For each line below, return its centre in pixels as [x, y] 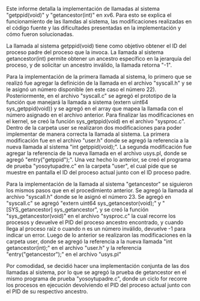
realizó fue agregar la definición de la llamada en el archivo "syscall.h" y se [99, 83]
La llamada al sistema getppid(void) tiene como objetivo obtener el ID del [96, 46]
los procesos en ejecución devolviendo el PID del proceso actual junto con [98, 285]
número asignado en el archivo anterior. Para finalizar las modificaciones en [100, 115]
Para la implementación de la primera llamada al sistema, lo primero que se [99, 77]
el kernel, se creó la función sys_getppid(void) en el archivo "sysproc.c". [96, 121]
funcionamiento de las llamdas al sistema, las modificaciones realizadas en [99, 21]
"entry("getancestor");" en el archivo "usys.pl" [64, 254]
